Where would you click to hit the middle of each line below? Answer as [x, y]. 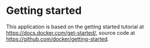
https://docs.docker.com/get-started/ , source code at [71, 32]
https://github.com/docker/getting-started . [58, 39]
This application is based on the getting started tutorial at [75, 27]
